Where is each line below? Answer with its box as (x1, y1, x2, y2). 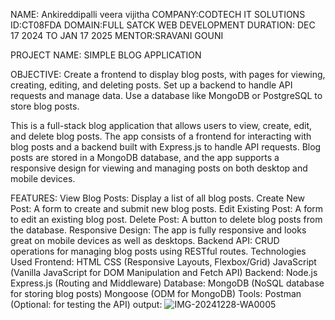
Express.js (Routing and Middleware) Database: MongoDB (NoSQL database (10, 277, 325, 289)
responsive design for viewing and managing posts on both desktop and (10, 162, 308, 174)
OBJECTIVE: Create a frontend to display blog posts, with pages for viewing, (10, 69, 326, 80)
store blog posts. (10, 100, 80, 112)
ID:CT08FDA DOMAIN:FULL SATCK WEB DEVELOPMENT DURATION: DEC (10, 19, 316, 31)
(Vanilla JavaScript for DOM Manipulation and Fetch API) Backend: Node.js (10, 267, 318, 278)
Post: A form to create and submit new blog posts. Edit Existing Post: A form (10, 203, 324, 214)
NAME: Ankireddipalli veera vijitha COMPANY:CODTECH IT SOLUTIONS (10, 9, 306, 20)
